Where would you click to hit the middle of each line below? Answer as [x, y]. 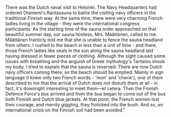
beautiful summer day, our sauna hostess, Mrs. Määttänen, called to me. [81, 34]
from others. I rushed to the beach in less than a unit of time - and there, [81, 45]
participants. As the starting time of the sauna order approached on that [81, 29]
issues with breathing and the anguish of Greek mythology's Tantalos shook [85, 61]
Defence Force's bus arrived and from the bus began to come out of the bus [86, 94]
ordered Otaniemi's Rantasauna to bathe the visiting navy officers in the [81, 13]
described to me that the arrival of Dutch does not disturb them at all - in [82, 83]
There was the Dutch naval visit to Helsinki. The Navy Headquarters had [81, 7]
